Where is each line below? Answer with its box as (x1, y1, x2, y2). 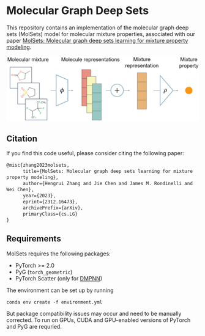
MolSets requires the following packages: (6, 250, 111, 257)
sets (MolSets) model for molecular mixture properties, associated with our (6, 30, 196, 37)
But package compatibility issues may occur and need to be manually (6, 310, 182, 317)
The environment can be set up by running (6, 287, 114, 294)
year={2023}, (22, 193, 56, 199)
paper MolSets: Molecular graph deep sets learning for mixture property (6, 37, 188, 44)
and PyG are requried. (6, 323, 62, 330)
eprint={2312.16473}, (22, 199, 78, 205)
